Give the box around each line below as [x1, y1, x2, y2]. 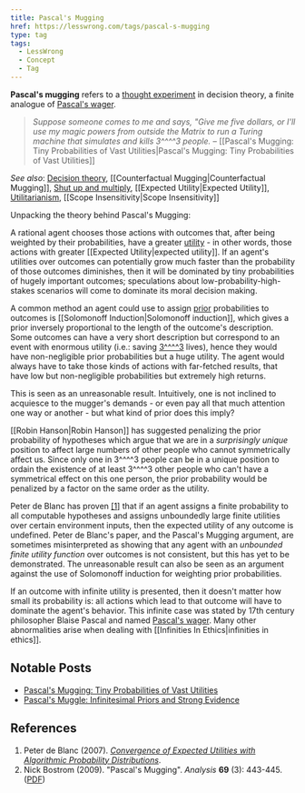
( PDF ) [23, 774, 46, 785]
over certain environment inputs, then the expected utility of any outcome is [10, 519, 294, 530]
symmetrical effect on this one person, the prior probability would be [10, 473, 268, 484]
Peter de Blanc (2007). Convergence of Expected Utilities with [23, 745, 256, 756]
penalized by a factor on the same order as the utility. [10, 483, 210, 494]
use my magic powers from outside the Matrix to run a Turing [32, 125, 263, 136]
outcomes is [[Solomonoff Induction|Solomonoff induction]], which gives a [10, 312, 290, 323]
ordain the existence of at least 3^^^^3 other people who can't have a [10, 463, 269, 474]
